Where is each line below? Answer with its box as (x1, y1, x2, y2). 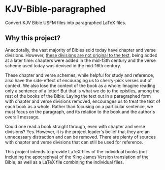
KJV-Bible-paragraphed (5, 3, 106, 15)
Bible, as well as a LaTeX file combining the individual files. (5, 159, 124, 165)
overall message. (5, 114, 40, 120)
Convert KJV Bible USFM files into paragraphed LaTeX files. (5, 20, 127, 26)
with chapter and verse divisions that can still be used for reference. (5, 139, 144, 145)
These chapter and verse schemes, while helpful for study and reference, (5, 72, 154, 78)
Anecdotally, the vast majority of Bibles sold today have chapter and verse (5, 47, 156, 53)
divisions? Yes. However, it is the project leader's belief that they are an (5, 129, 150, 135)
